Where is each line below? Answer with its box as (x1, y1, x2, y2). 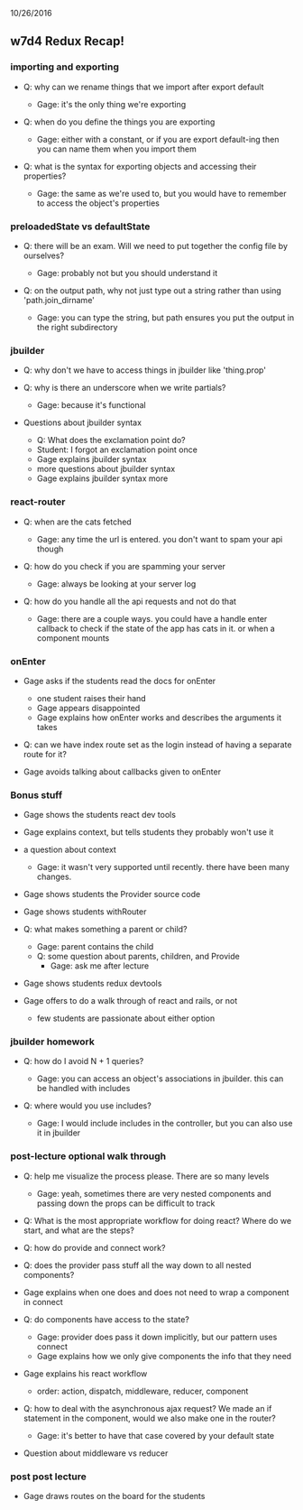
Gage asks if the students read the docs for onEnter (23, 675, 216, 686)
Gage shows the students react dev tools (23, 810, 177, 820)
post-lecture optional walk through (10, 1150, 166, 1163)
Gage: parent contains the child (36, 941, 154, 952)
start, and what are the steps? (23, 1225, 134, 1236)
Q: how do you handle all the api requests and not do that (23, 596, 237, 607)
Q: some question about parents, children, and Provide (36, 951, 240, 962)
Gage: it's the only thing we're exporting (36, 98, 187, 109)
